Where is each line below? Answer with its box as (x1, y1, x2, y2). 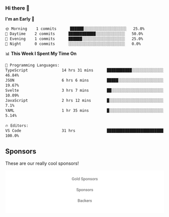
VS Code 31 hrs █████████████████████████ (5, 128, 164, 133)
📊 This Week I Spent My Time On (5, 50, 77, 57)
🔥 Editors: (5, 123, 29, 128)
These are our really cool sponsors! (5, 161, 79, 167)
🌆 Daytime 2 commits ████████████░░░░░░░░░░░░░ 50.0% (5, 31, 143, 37)
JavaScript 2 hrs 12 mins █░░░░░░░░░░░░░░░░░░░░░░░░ (5, 98, 164, 103)
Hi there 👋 (5, 5, 30, 12)
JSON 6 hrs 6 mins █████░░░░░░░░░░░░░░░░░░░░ (5, 78, 164, 83)
